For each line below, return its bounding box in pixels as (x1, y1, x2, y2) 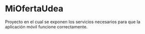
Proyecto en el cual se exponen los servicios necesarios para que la (5, 19, 141, 25)
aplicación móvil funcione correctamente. (5, 24, 88, 29)
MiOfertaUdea (5, 3, 64, 14)
